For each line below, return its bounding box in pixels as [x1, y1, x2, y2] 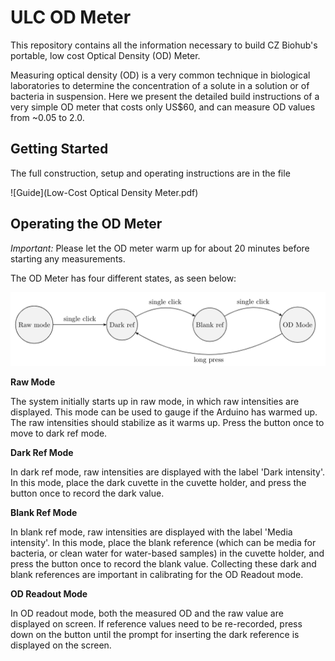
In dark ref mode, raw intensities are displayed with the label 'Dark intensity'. [10, 466, 326, 478]
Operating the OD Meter [10, 216, 163, 233]
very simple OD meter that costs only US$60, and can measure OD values [10, 101, 316, 113]
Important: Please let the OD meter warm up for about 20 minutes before [10, 242, 310, 254]
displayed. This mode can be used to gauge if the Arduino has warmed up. [10, 406, 318, 418]
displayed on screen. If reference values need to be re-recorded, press [10, 617, 303, 630]
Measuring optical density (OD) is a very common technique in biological [10, 69, 311, 81]
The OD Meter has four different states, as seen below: [10, 272, 237, 284]
